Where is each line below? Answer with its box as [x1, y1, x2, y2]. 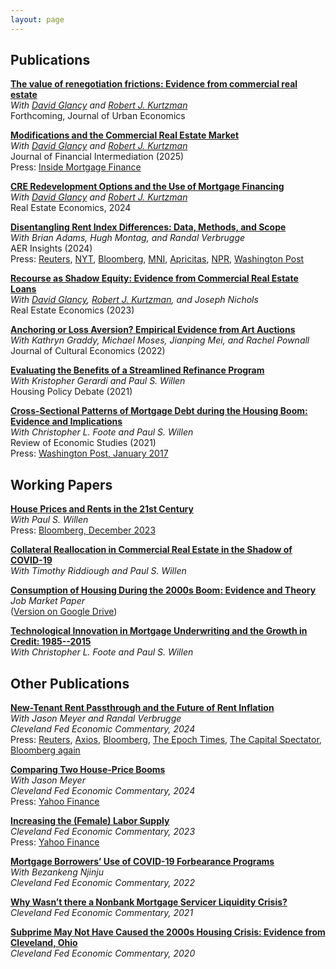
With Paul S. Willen [10, 514, 89, 526]
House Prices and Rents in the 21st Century [10, 503, 194, 515]
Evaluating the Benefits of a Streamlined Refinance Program [10, 364, 265, 376]
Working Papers [10, 476, 113, 493]
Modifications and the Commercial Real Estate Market [10, 129, 240, 141]
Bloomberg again [10, 744, 81, 756]
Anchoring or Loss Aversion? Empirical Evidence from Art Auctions [10, 324, 296, 336]
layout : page [10, 14, 65, 25]
